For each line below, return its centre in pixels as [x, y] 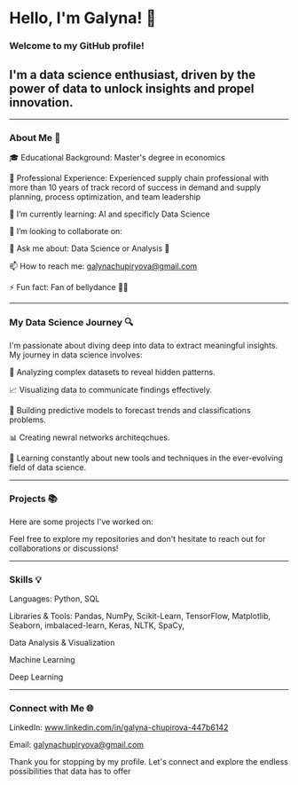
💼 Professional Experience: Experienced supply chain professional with [139, 178]
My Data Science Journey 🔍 [71, 323]
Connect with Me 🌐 [52, 709]
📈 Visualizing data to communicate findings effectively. [111, 389]
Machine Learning [42, 660]
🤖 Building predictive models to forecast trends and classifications [130, 410]
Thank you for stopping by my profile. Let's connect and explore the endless [149, 762]
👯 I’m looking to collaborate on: [66, 232]
